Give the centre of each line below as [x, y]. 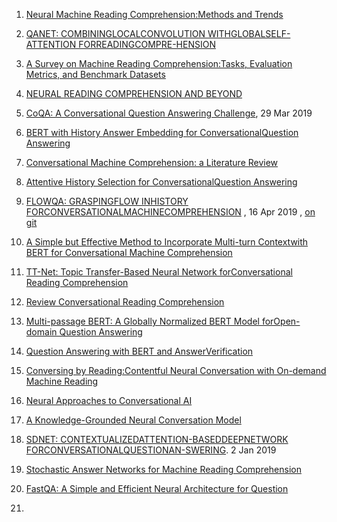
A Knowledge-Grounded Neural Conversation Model [133, 420]
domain [41, 332]
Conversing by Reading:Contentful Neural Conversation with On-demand [176, 370]
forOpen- [281, 321]
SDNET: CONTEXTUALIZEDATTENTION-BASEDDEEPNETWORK [157, 439]
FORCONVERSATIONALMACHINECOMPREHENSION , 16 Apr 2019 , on [170, 212]
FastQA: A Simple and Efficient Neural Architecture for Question [157, 488]
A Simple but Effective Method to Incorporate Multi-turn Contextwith [167, 242]
